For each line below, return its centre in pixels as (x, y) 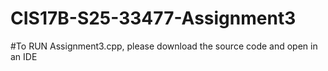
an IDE (24, 56)
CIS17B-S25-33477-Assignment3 (153, 18)
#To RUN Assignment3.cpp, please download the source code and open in (164, 46)
